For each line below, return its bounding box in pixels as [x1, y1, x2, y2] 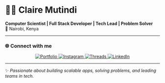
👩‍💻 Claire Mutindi [5, 4, 77, 16]
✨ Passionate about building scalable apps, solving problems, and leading [5, 68, 156, 74]
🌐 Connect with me [5, 42, 52, 49]
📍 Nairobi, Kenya [5, 25, 39, 31]
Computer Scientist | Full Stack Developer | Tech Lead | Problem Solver [5, 21, 153, 26]
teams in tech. [5, 73, 34, 79]
